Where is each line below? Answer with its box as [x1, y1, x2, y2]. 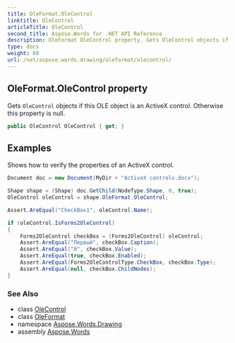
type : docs [7, 43, 40, 50]
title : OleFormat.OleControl [7, 10, 93, 18]
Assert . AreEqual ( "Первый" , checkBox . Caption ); [20, 239, 159, 246]
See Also [7, 289, 39, 298]
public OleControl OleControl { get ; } [7, 122, 125, 129]
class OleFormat [17, 312, 66, 320]
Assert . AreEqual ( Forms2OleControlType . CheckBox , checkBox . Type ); [20, 259, 217, 266]
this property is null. [7, 109, 66, 117]
